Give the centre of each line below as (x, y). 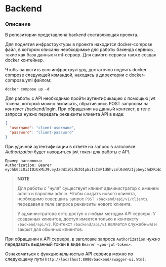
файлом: (43, 80)
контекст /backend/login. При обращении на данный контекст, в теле (78, 109)
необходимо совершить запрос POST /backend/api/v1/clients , (83, 199)
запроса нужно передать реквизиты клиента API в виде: (65, 114)
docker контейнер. (25, 60)
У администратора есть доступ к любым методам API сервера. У (86, 214)
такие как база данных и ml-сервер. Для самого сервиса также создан (81, 55)
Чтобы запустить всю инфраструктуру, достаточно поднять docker (76, 70)
